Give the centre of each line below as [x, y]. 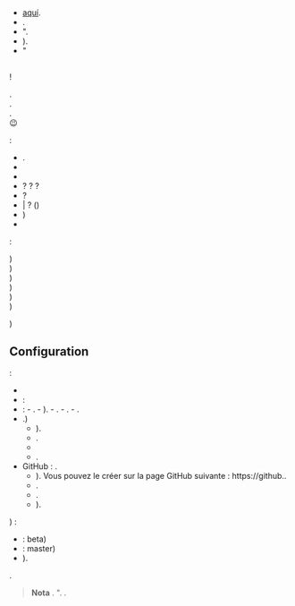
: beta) [34, 539]
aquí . [31, 13]
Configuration [49, 351]
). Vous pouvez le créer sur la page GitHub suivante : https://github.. [161, 476]
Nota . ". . [49, 593]
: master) [39, 549]
